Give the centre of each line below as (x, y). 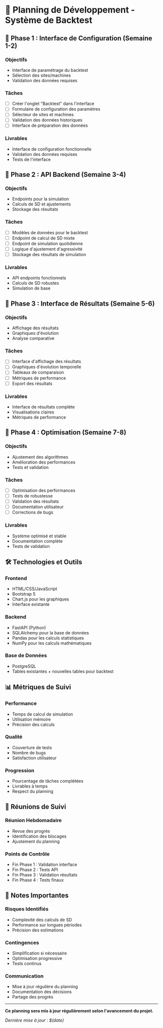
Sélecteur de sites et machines (43, 115)
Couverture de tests (32, 747)
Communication (24, 976)
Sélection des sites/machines (41, 75)
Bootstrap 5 (24, 594)
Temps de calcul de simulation (42, 714)
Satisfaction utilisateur (34, 758)
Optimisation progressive (37, 959)
